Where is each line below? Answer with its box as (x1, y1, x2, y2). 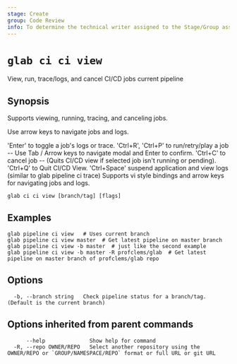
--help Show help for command (25, 337, 157, 344)
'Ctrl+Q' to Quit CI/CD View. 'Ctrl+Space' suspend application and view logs (7, 164, 229, 172)
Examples (7, 211, 51, 223)
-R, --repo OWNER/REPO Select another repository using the (13, 344, 200, 351)
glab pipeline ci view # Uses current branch (7, 230, 150, 237)
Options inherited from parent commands (7, 319, 194, 331)
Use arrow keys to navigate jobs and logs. (7, 128, 129, 136)
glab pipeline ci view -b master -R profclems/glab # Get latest (7, 249, 207, 256)
